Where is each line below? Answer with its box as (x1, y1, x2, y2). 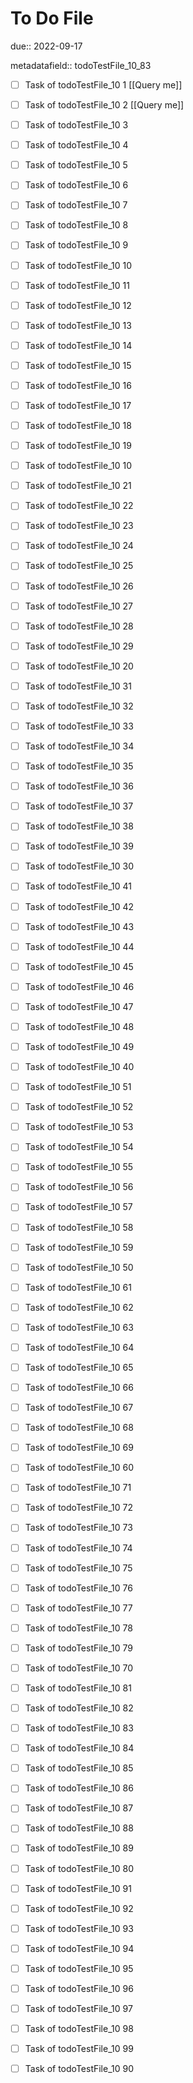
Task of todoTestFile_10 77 (24, 1602, 133, 1614)
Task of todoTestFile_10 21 (24, 480, 132, 492)
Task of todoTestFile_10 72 (24, 1502, 133, 1514)
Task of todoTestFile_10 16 (24, 379, 132, 391)
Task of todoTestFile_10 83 (24, 1722, 134, 1734)
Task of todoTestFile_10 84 (24, 1742, 135, 1754)
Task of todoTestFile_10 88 (24, 1822, 134, 1834)
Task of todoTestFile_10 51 (24, 1081, 132, 1093)
